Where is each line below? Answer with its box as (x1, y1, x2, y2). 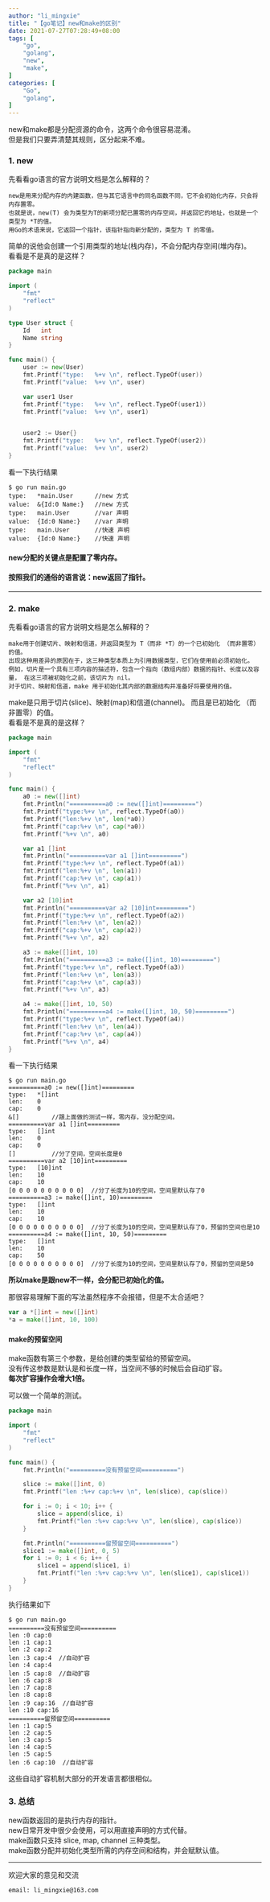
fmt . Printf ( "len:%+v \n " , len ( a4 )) (22, 1022, 142, 1030)
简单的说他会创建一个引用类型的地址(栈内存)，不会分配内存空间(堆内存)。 (8, 241, 252, 251)
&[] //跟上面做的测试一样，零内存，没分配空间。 (8, 1113, 179, 1122)
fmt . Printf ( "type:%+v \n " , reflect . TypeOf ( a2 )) (22, 911, 185, 919)
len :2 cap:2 (8, 1645, 52, 1653)
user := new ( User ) (22, 364, 84, 372)
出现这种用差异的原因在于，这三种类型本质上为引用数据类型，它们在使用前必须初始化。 (8, 657, 254, 665)
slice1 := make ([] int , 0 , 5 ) (22, 1547, 121, 1555)
